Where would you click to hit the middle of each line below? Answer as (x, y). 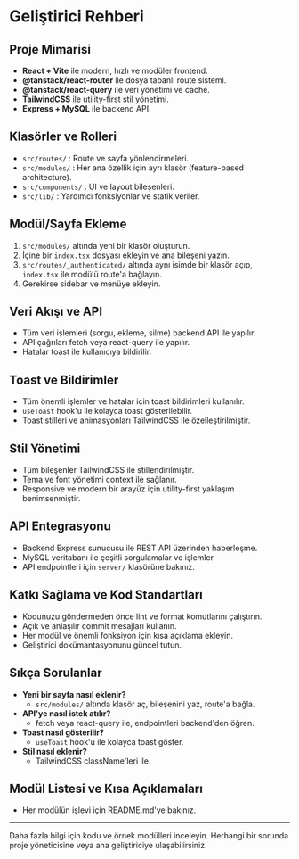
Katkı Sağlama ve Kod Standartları (106, 595)
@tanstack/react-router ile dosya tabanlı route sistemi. (124, 80)
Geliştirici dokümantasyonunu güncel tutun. (102, 645)
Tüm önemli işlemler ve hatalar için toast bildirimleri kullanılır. (133, 401)
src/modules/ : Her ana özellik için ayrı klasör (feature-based (133, 168)
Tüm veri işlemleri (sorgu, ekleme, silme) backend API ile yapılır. (139, 333)
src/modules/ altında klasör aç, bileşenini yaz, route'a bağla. (145, 704)
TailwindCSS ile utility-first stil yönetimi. (95, 99)
